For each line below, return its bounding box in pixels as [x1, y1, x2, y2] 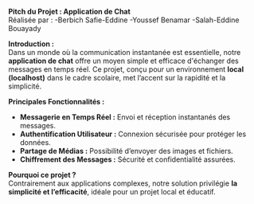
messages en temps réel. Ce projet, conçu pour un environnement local [8, 65, 244, 74]
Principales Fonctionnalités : [8, 97, 105, 106]
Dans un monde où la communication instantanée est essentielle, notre [8, 48, 241, 57]
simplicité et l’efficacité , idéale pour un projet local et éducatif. [8, 187, 217, 196]
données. [19, 138, 52, 147]
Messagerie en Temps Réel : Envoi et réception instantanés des [19, 112, 231, 122]
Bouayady [8, 24, 41, 33]
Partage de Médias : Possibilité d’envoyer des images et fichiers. [19, 147, 233, 155]
